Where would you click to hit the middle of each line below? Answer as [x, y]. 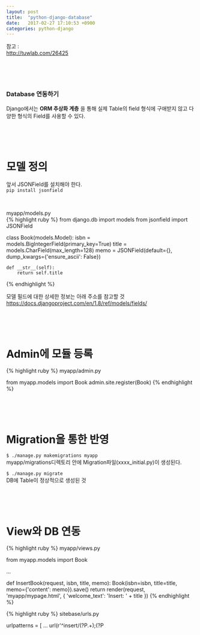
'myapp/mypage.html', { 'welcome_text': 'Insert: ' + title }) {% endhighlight [98, 596]
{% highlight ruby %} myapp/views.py [53, 548]
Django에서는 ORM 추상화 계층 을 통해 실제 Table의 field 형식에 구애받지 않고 [97, 108]
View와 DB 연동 [44, 531]
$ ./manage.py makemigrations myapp [52, 456]
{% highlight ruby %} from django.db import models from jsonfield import [97, 220]
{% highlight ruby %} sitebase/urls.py [53, 614]
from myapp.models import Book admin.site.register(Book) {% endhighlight [99, 382]
